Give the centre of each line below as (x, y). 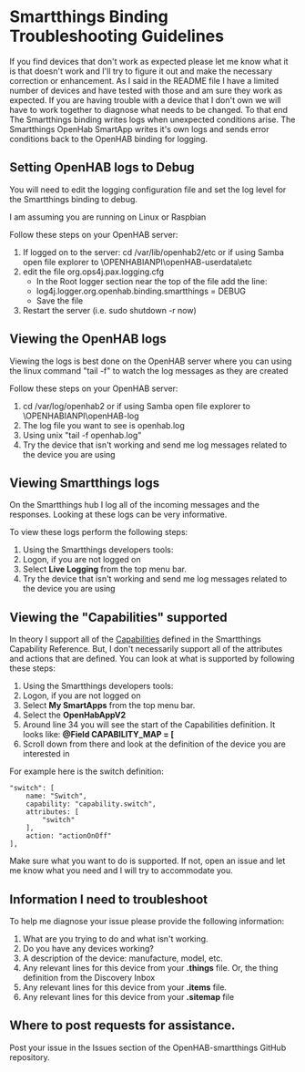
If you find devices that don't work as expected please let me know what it (149, 61)
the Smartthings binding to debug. (74, 199)
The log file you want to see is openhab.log (103, 425)
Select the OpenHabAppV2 (74, 715)
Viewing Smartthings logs (85, 483)
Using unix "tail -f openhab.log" (82, 435)
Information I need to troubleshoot (109, 899)
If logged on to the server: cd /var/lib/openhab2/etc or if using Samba (153, 252)
